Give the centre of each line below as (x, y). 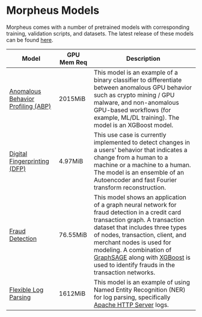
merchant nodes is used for (132, 242)
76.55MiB (73, 235)
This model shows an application (140, 197)
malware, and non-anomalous (136, 102)
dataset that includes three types (140, 227)
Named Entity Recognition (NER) (139, 289)
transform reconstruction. (130, 187)
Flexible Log (26, 289)
